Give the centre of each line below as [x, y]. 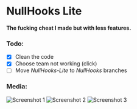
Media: [17, 87]
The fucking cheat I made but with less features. [69, 28]
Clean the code [34, 57]
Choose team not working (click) [56, 64]
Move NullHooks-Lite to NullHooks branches [71, 70]
